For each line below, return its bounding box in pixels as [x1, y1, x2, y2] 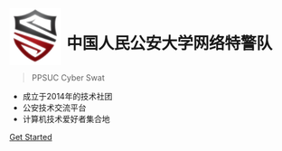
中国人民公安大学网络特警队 [66, 33, 273, 54]
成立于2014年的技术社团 [22, 91, 113, 101]
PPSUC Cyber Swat [31, 72, 106, 83]
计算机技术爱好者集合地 [22, 114, 110, 124]
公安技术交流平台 [22, 102, 87, 113]
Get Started [9, 132, 52, 142]
